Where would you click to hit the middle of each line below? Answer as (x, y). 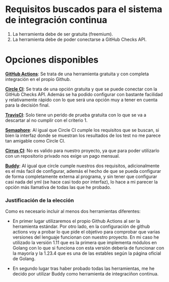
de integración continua (56, 20)
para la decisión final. (27, 105)
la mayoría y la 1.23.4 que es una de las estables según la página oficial (87, 253)
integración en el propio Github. (38, 79)
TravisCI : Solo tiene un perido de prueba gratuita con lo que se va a (76, 115)
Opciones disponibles (52, 60)
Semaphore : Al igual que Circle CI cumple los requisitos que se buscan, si (82, 130)
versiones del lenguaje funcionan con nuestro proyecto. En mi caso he (86, 237)
